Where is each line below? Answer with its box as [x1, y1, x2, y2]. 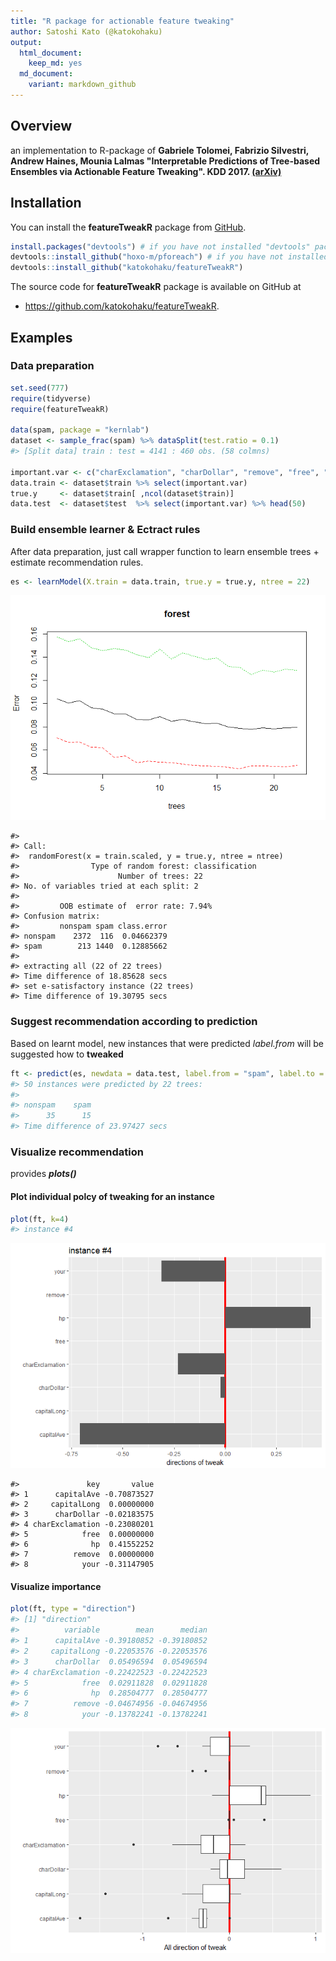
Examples [10, 329, 73, 346]
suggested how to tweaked [10, 1048, 124, 1060]
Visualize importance [10, 1580, 102, 1592]
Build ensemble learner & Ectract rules [10, 523, 201, 537]
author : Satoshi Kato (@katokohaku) [10, 26, 163, 37]
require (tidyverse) [10, 393, 92, 404]
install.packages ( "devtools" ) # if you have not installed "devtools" [10, 241, 311, 252]
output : [10, 37, 43, 47]
